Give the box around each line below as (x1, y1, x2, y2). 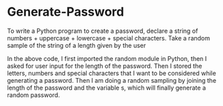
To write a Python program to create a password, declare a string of (7, 27, 198, 35)
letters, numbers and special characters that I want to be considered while (7, 69, 217, 77)
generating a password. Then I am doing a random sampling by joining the (7, 76, 217, 84)
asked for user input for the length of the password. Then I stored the (7, 62, 202, 70)
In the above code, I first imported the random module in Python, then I (7, 54, 207, 62)
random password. (7, 90, 60, 99)
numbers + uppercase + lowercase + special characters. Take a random (7, 34, 211, 42)
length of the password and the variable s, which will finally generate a (7, 83, 207, 92)
